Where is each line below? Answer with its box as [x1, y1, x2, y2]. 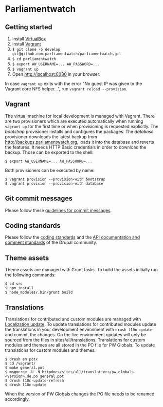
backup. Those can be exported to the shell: [5, 149, 94, 155]
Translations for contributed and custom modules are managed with [5, 316, 141, 322]
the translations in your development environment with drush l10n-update [5, 326, 153, 333]
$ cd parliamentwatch [12, 57, 56, 62]
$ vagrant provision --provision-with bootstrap [5, 177, 106, 182]
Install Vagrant [12, 41, 41, 47]
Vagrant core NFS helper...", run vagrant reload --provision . [5, 86, 127, 91]
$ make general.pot [5, 365, 45, 370]
